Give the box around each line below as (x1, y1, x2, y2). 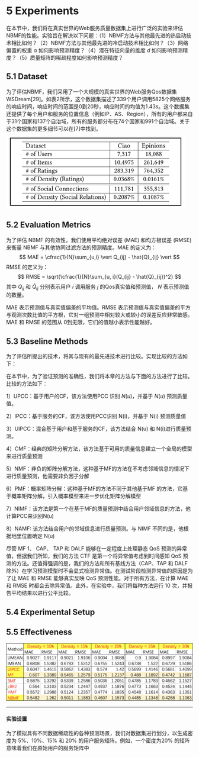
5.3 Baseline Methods (6, 336, 88, 346)
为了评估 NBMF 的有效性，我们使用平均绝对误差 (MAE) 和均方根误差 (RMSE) (6, 236, 192, 243)
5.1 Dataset (6, 72, 48, 82)
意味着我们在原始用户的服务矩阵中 (6, 744, 89, 751)
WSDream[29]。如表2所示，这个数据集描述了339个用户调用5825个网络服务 (6, 95, 191, 102)
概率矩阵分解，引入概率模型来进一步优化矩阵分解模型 (11, 492, 141, 500)
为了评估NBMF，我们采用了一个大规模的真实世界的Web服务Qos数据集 (6, 88, 177, 95)
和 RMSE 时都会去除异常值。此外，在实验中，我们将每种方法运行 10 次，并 (6, 582, 188, 590)
